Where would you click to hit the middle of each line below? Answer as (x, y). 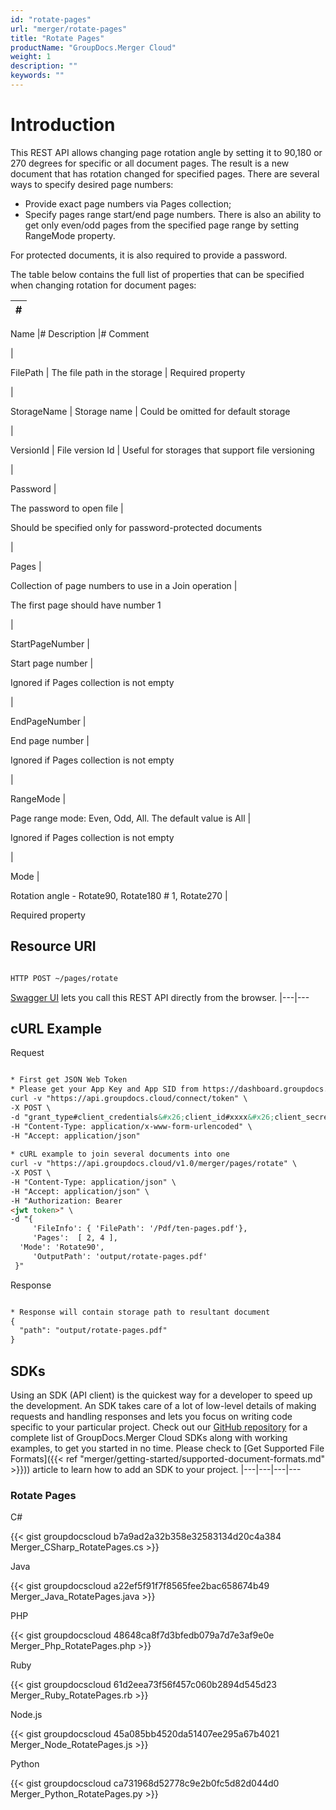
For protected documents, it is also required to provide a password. (149, 255)
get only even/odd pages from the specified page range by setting (162, 225)
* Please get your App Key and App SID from (104, 1089)
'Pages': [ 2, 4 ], (75, 1238)
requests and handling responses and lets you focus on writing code (151, 1416)
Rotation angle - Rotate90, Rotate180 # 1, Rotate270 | (119, 895)
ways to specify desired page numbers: (92, 184)
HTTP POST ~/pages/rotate (64, 978)
